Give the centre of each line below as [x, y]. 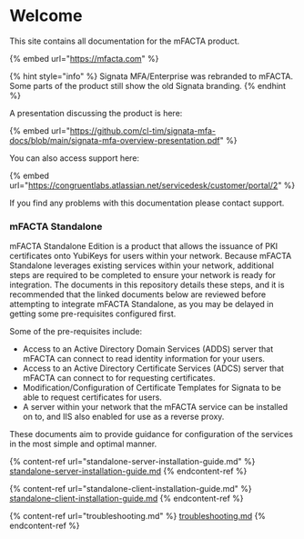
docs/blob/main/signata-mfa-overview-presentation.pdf [115, 140]
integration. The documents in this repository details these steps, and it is [147, 285]
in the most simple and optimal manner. [83, 444]
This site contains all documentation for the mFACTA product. [125, 41]
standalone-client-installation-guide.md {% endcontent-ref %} [127, 499]
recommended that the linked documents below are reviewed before [138, 294]
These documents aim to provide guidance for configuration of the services [152, 434]
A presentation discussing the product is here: [96, 113]
